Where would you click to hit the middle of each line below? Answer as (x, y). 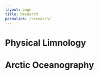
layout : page (18, 9)
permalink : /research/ (28, 19)
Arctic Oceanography (49, 65)
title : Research (21, 14)
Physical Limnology (46, 43)
